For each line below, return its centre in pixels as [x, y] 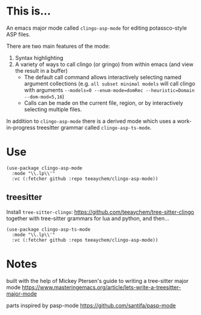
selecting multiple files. [53, 109]
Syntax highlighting [39, 58]
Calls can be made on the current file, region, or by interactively [104, 103]
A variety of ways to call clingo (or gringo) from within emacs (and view [104, 64]
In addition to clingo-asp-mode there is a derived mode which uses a [91, 121]
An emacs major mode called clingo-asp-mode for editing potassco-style [97, 28]
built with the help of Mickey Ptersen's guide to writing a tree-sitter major [97, 280]
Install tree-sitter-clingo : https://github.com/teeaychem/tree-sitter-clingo [100, 212]
